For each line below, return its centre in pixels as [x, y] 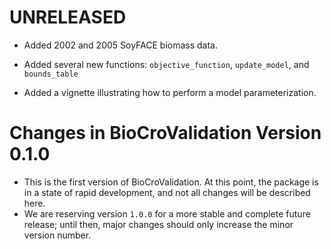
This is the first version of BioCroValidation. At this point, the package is [171, 182]
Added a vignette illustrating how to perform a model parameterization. [170, 92]
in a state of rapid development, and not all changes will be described [167, 192]
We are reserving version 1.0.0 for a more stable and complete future [167, 213]
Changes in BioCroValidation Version [165, 133]
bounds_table [51, 74]
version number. [57, 235]
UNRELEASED [68, 17]
